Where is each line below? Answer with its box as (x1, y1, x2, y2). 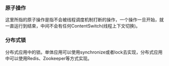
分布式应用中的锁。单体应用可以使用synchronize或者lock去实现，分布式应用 (5, 49, 163, 55)
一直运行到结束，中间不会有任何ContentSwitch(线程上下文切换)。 (5, 23, 141, 29)
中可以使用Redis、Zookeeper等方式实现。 (5, 55, 92, 61)
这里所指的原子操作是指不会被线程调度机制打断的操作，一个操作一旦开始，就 (5, 16, 164, 23)
